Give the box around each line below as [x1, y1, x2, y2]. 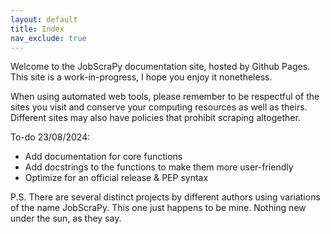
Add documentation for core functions [24, 151, 183, 163]
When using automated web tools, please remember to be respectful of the [10, 91, 320, 103]
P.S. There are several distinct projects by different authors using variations [10, 191, 321, 203]
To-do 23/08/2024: [10, 131, 91, 143]
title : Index [10, 24, 65, 34]
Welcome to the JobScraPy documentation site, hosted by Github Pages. [10, 61, 311, 73]
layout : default [10, 14, 78, 25]
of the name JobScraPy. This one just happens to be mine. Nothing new [10, 202, 307, 214]
